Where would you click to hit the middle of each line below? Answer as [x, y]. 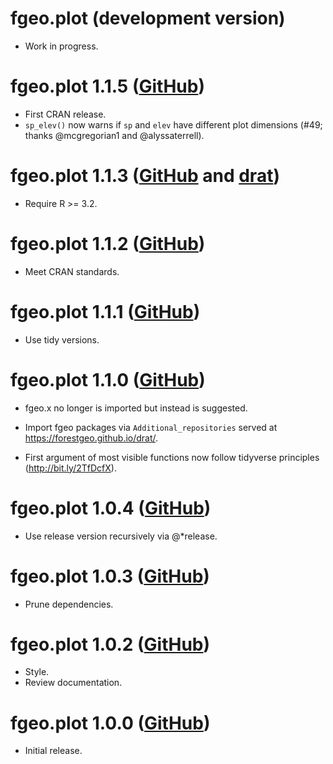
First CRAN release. [65, 114]
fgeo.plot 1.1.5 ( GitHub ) [107, 86]
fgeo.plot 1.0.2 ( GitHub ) [110, 644]
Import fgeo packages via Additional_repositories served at [151, 427]
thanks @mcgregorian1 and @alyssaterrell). [114, 135]
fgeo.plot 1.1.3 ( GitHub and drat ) [145, 176]
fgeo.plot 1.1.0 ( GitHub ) [108, 379]
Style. [37, 672]
